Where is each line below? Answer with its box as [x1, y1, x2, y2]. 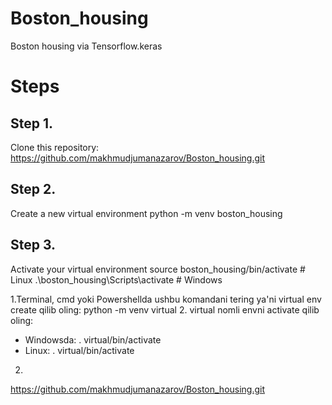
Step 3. [10, 237, 57, 254]
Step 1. [10, 115, 54, 132]
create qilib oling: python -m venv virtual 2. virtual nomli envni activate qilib [10, 303, 320, 316]
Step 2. [10, 181, 57, 198]
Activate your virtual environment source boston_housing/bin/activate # [10, 263, 306, 275]
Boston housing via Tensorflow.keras [10, 40, 163, 52]
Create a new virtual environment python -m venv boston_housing [10, 207, 283, 219]
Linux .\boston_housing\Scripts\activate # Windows [10, 273, 223, 286]
